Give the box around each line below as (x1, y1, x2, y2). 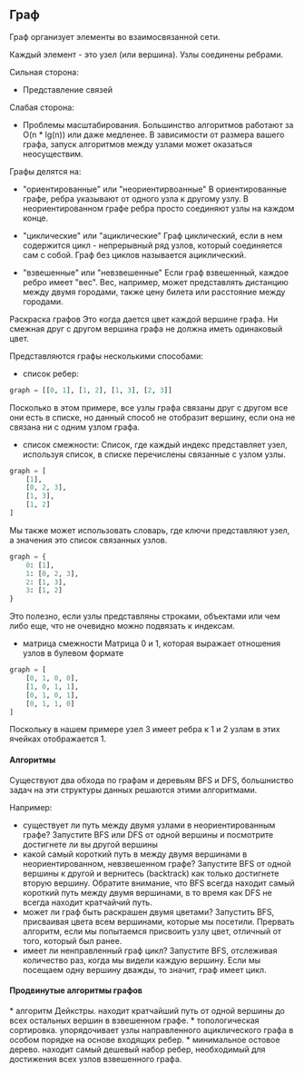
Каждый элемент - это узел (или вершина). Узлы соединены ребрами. (9, 49, 284, 60)
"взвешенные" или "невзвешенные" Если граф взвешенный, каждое (22, 267, 289, 278)
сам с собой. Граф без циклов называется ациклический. (22, 249, 247, 260)
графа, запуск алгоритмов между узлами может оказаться (22, 138, 252, 149)
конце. (22, 213, 49, 224)
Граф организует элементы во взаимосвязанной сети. (9, 31, 221, 42)
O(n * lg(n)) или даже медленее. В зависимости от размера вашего (22, 129, 285, 140)
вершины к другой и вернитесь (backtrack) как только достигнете (22, 868, 279, 879)
